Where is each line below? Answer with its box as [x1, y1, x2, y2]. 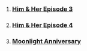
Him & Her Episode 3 [11, 5, 73, 13]
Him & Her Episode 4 [11, 20, 73, 29]
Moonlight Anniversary [11, 37, 81, 45]
